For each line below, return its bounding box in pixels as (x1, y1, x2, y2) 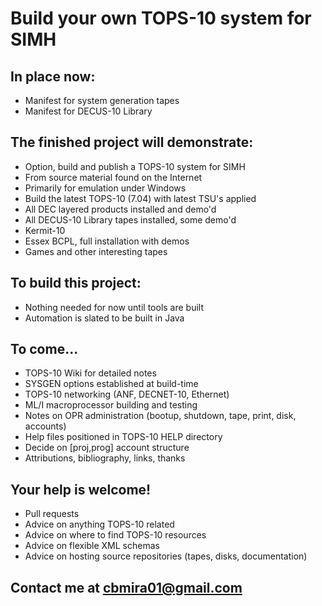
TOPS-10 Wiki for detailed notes (24, 367, 157, 379)
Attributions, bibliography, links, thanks (24, 452, 186, 464)
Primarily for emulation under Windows (24, 182, 187, 194)
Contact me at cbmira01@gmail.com (10, 579, 243, 596)
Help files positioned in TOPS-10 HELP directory (24, 431, 223, 443)
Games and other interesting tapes (24, 245, 168, 257)
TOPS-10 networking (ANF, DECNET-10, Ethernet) (24, 388, 230, 401)
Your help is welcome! (10, 481, 152, 498)
